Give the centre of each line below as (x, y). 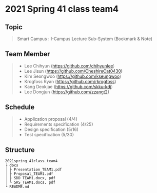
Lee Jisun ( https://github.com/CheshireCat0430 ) (73, 71)
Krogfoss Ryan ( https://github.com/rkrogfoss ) (70, 81)
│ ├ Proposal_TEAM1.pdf (29, 174)
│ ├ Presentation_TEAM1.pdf (34, 170)
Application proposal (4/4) (51, 119)
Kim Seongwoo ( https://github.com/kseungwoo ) (73, 76)
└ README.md (17, 187)
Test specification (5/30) (49, 134)
